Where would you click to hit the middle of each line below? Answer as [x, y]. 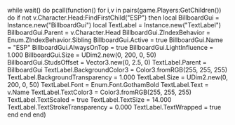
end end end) [27, 114]
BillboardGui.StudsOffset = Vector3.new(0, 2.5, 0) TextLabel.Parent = [107, 62]
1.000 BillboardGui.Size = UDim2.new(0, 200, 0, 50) [82, 55]
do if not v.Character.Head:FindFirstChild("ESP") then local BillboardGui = [113, 18]
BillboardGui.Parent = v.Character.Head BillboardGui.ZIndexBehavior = [109, 32]
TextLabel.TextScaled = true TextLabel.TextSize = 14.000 [89, 100]
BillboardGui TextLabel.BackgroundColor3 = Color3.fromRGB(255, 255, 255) [117, 70]
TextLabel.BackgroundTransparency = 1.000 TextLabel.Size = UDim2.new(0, [117, 77]
